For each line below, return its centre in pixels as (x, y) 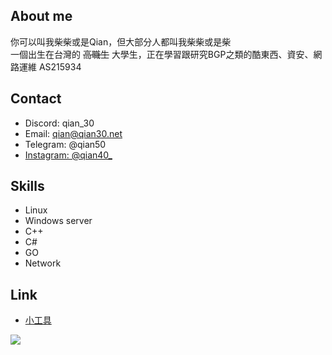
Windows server (58, 221)
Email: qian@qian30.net (73, 133)
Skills (27, 186)
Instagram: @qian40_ (68, 155)
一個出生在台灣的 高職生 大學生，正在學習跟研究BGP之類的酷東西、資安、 (162, 54)
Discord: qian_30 (59, 123)
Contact (36, 99)
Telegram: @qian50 (65, 144)
